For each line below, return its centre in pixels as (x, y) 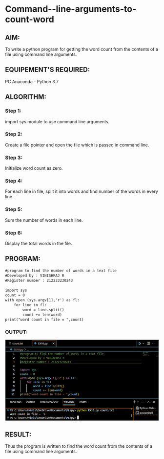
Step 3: (14, 158)
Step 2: (14, 134)
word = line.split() (43, 310)
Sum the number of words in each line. (44, 220)
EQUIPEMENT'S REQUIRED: (48, 70)
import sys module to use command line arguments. (57, 121)
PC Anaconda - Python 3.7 (32, 81)
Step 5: (14, 209)
